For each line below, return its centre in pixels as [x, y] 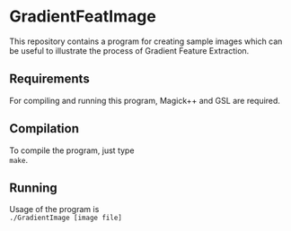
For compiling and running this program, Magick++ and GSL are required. [145, 100]
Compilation [44, 128]
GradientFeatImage [83, 17]
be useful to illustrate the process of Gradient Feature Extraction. [129, 50]
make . [19, 159]
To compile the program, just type [72, 150]
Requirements [49, 79]
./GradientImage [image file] [66, 218]
